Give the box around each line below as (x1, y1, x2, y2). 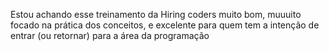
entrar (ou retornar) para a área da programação (10, 30, 210, 41)
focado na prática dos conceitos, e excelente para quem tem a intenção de (10, 19, 320, 31)
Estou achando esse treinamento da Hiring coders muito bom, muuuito (10, 9, 302, 20)
